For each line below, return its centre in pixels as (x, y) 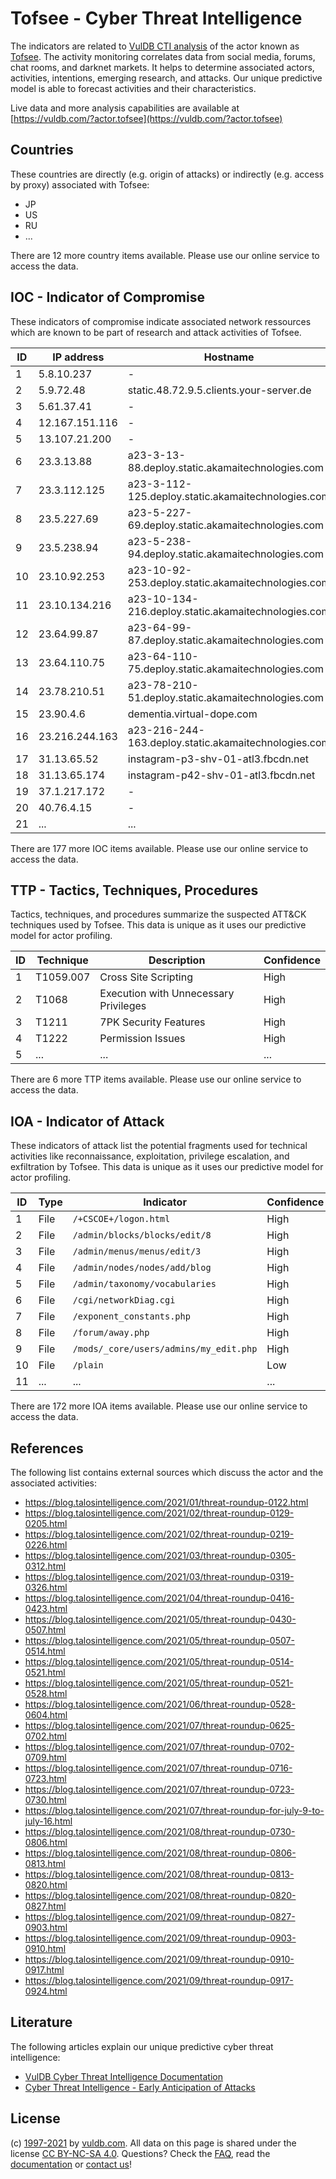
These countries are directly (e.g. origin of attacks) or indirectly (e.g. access (167, 174)
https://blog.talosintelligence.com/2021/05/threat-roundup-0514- (159, 1661)
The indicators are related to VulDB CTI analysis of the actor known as (155, 46)
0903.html (46, 1927)
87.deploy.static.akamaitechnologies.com (226, 640)
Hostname (229, 357)
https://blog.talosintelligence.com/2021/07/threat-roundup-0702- (159, 1746)
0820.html (46, 1885)
